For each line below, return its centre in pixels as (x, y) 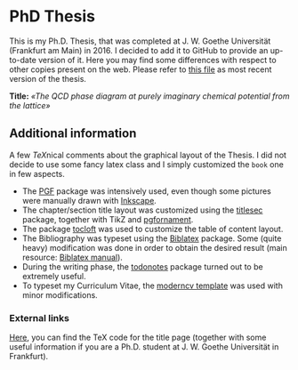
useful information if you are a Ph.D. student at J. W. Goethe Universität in (144, 347)
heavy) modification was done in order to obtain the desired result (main (154, 247)
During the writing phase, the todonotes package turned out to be (143, 266)
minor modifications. (60, 294)
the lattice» (30, 105)
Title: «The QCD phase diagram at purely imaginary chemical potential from (149, 96)
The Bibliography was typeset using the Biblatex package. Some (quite (152, 238)
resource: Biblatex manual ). (72, 257)
